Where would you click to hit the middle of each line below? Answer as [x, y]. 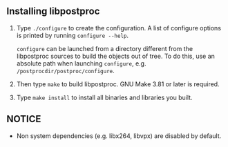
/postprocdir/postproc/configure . [65, 70]
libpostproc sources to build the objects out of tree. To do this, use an [116, 56]
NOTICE [24, 119]
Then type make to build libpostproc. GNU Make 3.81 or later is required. [118, 84]
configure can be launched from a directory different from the [105, 48]
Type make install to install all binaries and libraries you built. [104, 97]
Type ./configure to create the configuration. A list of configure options [119, 28]
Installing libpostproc [53, 11]
